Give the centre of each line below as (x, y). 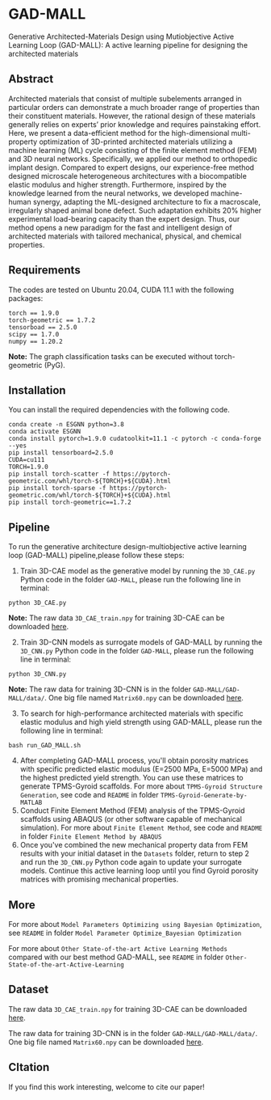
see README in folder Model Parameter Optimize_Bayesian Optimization (125, 933)
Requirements (44, 271)
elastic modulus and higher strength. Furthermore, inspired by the (118, 184)
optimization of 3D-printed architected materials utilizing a (136, 142)
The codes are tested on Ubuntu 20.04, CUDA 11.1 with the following (121, 290)
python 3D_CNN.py (38, 675)
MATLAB (31, 803)
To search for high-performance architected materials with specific (131, 713)
